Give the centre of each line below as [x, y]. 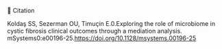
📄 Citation [21, 11]
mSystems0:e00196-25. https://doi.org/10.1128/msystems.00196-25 [102, 38]
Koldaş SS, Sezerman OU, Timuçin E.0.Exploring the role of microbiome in [111, 23]
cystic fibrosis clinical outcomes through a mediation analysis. [95, 31]
